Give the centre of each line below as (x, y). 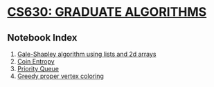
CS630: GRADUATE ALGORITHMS (107, 12)
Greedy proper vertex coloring (60, 76)
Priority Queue (38, 69)
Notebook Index (42, 38)
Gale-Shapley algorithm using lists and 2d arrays (87, 54)
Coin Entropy (36, 61)
